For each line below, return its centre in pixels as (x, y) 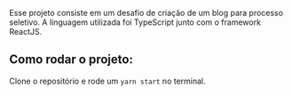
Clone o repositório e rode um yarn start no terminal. (107, 81)
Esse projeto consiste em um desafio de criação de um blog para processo (146, 13)
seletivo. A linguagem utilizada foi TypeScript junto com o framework (135, 22)
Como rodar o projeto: (71, 60)
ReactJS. (26, 32)
